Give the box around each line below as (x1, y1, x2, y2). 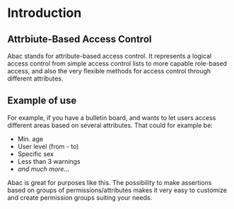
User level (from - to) (17, 142, 79, 150)
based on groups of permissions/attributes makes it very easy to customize (7, 186, 228, 194)
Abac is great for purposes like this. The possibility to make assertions (7, 178, 212, 186)
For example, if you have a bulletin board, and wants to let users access (7, 113, 216, 121)
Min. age (17, 134, 44, 143)
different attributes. (7, 74, 64, 83)
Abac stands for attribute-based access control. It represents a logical (7, 52, 212, 60)
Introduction (7, 5, 82, 21)
